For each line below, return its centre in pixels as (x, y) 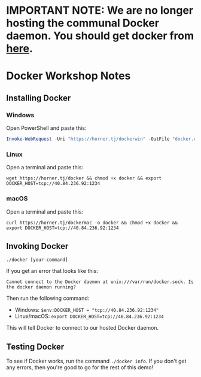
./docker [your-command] (37, 260)
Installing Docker (39, 98)
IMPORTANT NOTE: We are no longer (100, 10)
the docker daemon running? (41, 287)
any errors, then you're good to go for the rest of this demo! (80, 367)
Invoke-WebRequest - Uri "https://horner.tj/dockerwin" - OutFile (88, 139)
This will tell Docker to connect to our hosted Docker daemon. (83, 328)
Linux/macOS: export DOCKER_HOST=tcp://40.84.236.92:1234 (89, 316)
